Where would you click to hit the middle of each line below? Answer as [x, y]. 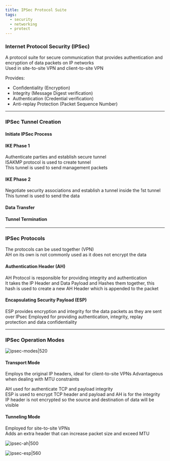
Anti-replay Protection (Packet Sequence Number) [65, 104]
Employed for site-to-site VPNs [38, 428]
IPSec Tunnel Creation [33, 122]
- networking [24, 24]
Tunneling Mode [23, 416]
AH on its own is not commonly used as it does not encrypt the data [76, 255]
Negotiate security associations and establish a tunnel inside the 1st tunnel [83, 190]
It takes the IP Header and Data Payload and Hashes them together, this [80, 283]
